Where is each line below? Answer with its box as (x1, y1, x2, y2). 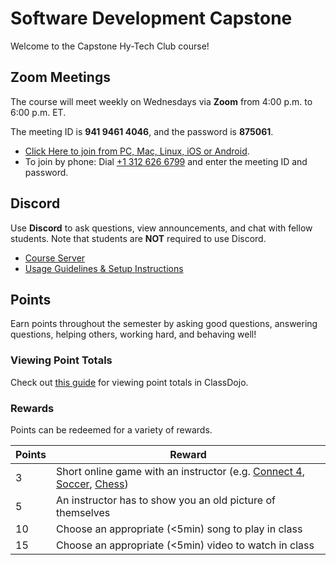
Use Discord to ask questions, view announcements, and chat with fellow (10, 222, 313, 234)
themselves (56, 505, 111, 519)
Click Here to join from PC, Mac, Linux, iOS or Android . (24, 145, 250, 157)
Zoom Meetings (10, 69, 111, 86)
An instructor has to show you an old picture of (56, 493, 276, 507)
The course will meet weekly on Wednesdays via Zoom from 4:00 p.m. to (10, 95, 313, 107)
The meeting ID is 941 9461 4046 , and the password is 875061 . (10, 125, 274, 137)
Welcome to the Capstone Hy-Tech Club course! (10, 40, 210, 52)
